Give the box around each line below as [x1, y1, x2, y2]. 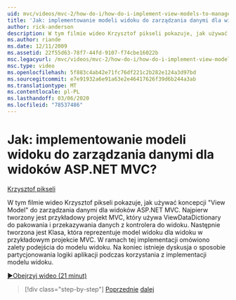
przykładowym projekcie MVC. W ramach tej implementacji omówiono [7, 236, 210, 244]
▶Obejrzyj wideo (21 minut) [7, 271, 87, 280]
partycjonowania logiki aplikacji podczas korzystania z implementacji [7, 250, 207, 259]
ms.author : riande [7, 36, 61, 43]
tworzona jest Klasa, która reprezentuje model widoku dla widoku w [7, 228, 204, 236]
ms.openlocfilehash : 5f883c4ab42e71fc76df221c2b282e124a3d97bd [7, 69, 197, 76]
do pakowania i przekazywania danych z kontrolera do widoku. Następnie [7, 220, 221, 229]
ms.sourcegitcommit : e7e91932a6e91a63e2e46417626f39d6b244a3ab [7, 75, 197, 83]
